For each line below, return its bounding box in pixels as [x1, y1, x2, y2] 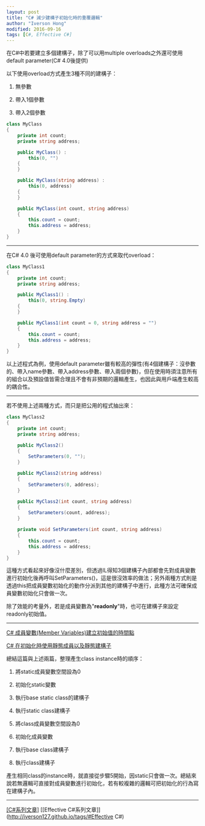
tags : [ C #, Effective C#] [6, 32, 72, 38]
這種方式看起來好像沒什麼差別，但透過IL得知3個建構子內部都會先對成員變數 [6, 567, 196, 574]
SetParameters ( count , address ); [28, 510, 111, 516]
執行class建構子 [15, 759, 56, 767]
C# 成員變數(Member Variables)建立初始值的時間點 [6, 629, 135, 636]
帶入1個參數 [15, 96, 45, 103]
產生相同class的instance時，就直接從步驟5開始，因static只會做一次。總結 [6, 772, 192, 779]
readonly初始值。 [6, 610, 50, 618]
